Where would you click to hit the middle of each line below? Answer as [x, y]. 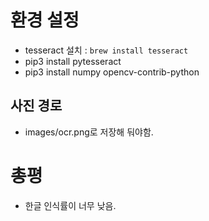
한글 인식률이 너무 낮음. [70, 205]
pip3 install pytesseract [73, 61]
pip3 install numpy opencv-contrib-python [112, 72]
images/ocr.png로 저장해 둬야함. [89, 132]
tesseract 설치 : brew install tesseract [106, 50]
